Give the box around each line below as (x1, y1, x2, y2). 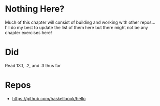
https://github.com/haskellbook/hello (12, 95, 86, 101)
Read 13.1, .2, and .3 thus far (5, 62, 61, 68)
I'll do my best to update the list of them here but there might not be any (5, 24, 148, 30)
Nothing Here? (5, 3, 65, 15)
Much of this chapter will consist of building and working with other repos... (5, 19, 156, 25)
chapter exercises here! (5, 30, 52, 35)
